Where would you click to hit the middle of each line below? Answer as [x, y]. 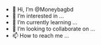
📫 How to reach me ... [40, 36]
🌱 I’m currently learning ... [45, 22]
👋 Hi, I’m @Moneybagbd [43, 9]
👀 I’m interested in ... [38, 16]
